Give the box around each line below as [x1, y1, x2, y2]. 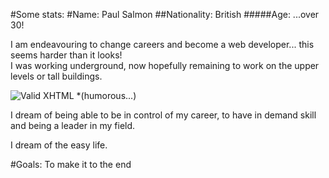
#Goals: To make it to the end [10, 159, 132, 170]
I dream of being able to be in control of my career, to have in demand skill [10, 109, 317, 121]
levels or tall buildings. [10, 70, 103, 82]
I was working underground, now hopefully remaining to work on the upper [10, 60, 320, 71]
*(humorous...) [76, 90, 137, 101]
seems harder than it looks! [10, 49, 123, 61]
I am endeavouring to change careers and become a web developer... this [10, 39, 315, 50]
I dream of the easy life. [10, 139, 108, 151]
